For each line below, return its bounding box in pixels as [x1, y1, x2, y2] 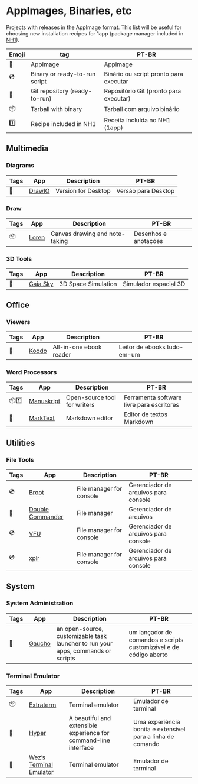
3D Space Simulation [59, 280, 117, 288]
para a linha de [133, 732, 174, 740]
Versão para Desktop [116, 186, 175, 195]
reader [52, 350, 71, 358]
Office [6, 300, 29, 310]
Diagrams [6, 161, 35, 170]
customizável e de [128, 643, 180, 651]
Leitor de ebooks [118, 343, 166, 351]
